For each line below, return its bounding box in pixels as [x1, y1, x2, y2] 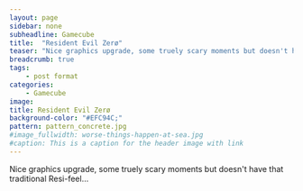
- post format [25, 72, 78, 81]
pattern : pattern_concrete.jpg [9, 123, 127, 132]
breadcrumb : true [9, 55, 75, 64]
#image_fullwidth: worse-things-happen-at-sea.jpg [9, 131, 204, 140]
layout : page [9, 13, 59, 23]
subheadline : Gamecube [9, 30, 95, 39]
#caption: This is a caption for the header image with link [9, 139, 244, 148]
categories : [9, 80, 54, 89]
